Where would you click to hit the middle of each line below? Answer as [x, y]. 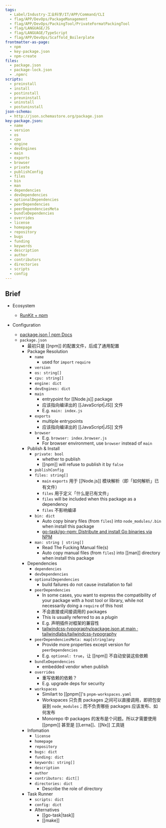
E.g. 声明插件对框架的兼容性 [71, 623]
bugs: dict [46, 752]
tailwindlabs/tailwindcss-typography [79, 634]
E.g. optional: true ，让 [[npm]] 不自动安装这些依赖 [95, 656]
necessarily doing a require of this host [83, 606]
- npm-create [23, 56]
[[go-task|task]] [58, 815]
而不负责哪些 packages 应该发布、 [118, 706]
